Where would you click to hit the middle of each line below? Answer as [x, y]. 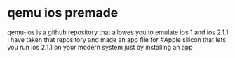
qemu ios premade [63, 13]
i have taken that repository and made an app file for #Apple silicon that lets [117, 39]
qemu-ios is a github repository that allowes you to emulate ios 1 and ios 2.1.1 [118, 32]
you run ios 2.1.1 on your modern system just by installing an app [100, 47]
